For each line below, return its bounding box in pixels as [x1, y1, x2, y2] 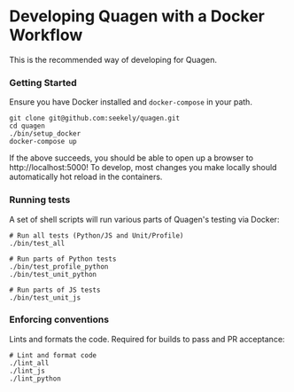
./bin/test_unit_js [9, 293, 81, 302]
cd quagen [9, 122, 46, 130]
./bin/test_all [9, 239, 66, 247]
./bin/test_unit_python [9, 270, 97, 278]
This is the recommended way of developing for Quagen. [9, 54, 217, 65]
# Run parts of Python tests [9, 255, 117, 263]
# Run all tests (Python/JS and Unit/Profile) [9, 231, 184, 240]
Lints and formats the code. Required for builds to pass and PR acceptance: [9, 333, 285, 344]
